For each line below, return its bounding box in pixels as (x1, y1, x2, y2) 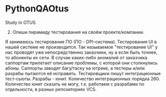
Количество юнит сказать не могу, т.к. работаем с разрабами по (5, 81, 144, 87)
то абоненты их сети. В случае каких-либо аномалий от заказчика (5, 54, 147, 60)
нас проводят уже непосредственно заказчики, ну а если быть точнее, (5, 49, 157, 55)
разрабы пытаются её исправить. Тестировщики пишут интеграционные (5, 70, 161, 76)
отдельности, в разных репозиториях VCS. (5, 86, 97, 92)
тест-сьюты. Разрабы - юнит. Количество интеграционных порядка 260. (5, 76, 160, 82)
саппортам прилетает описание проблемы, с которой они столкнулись (5, 60, 158, 66)
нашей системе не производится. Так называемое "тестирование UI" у (5, 44, 158, 50)
